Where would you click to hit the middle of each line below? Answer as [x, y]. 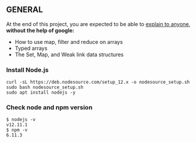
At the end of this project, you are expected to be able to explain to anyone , [98, 24]
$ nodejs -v [21, 120]
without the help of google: [40, 30]
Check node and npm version [50, 107]
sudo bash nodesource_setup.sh [45, 88]
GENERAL [25, 10]
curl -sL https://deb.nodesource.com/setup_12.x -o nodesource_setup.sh [98, 82]
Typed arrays [31, 48]
